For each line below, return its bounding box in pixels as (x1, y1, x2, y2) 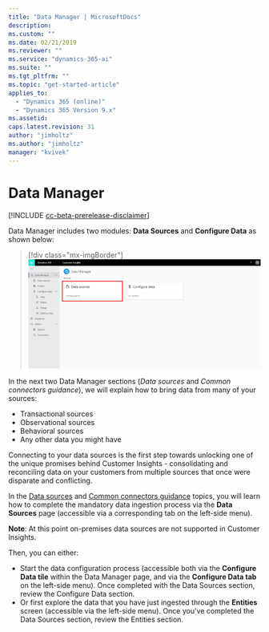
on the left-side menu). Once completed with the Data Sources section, (19, 580, 255, 589)
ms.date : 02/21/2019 (8, 38, 78, 47)
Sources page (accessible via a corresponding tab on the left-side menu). (8, 508, 253, 517)
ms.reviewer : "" (8, 47, 62, 55)
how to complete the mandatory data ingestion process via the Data (8, 500, 233, 509)
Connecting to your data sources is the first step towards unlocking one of (8, 450, 254, 460)
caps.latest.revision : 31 (8, 123, 94, 132)
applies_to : (8, 89, 48, 97)
